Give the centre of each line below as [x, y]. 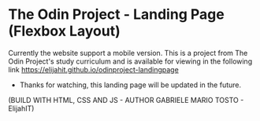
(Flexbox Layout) [64, 31]
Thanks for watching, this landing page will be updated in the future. [130, 85]
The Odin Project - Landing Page [116, 15]
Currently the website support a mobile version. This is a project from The [128, 53]
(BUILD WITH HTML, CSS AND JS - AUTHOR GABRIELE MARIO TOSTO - [126, 100]
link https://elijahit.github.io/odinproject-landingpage [93, 69]
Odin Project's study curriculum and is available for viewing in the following [130, 61]
